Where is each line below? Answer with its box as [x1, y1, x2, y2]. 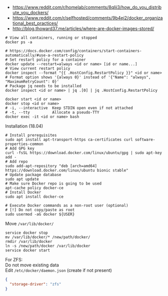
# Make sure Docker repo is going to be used [5, 181, 101, 186]
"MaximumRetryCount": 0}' [5, 79, 59, 84]
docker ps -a [5, 40, 32, 45]
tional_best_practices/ [12, 20, 58, 26]
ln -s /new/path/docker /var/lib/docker [5, 243, 91, 248]
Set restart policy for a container [9, 57, 86, 62]
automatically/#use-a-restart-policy [5, 53, 84, 58]
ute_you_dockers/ [12, 10, 49, 16]
